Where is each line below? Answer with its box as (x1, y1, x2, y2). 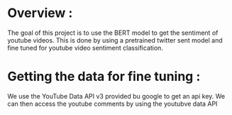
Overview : (7, 5, 73, 21)
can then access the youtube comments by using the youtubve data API (7, 99, 218, 108)
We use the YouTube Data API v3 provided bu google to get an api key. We (7, 92, 226, 100)
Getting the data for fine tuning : (7, 69, 201, 84)
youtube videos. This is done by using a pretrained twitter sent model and (7, 35, 223, 44)
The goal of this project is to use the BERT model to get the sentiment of (7, 28, 219, 37)
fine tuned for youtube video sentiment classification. (7, 43, 163, 52)
